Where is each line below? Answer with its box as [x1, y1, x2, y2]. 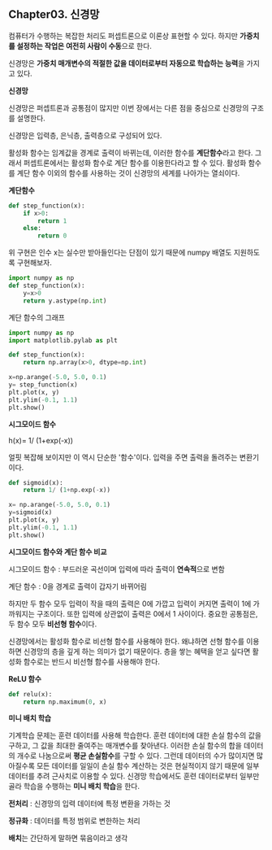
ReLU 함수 [8, 673, 42, 683]
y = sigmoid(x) [8, 508, 53, 517]
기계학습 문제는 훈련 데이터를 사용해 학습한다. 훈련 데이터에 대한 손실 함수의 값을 [8, 730, 262, 740]
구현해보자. [16, 258, 53, 268]
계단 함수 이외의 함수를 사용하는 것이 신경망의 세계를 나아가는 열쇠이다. [16, 168, 240, 177]
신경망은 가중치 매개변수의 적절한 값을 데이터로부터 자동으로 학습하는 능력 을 [8, 58, 245, 68]
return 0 [37, 232, 67, 240]
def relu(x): [8, 690, 53, 698]
